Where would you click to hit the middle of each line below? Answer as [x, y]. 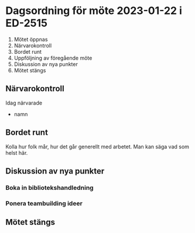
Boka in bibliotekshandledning [50, 187]
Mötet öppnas [31, 39]
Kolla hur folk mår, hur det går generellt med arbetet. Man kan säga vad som [97, 147]
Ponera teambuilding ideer [44, 203]
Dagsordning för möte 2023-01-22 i [94, 11]
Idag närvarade [24, 103]
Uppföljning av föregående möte [53, 58]
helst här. [17, 152]
